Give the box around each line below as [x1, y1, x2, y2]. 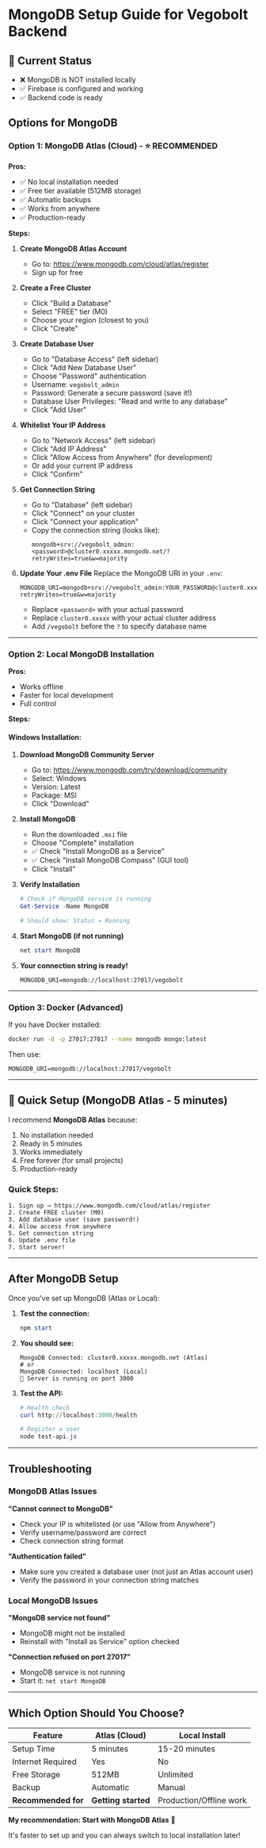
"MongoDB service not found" [8, 1613, 111, 1623]
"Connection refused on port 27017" [8, 1652, 131, 1662]
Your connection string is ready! [19, 961, 128, 970]
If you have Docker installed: [8, 1020, 101, 1029]
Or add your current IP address [31, 461, 133, 470]
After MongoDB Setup [8, 1272, 119, 1286]
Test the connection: [19, 1308, 89, 1318]
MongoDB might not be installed [19, 1628, 125, 1638]
